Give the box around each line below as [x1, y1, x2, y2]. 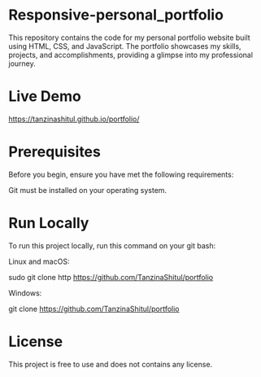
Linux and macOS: [8, 256, 70, 266]
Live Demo [8, 87, 81, 106]
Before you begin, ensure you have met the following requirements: [8, 169, 234, 179]
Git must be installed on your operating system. [8, 185, 167, 195]
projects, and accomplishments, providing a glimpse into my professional [8, 50, 254, 59]
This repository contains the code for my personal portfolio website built [8, 33, 250, 42]
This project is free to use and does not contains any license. [8, 359, 213, 369]
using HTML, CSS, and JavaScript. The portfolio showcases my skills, [8, 41, 241, 50]
